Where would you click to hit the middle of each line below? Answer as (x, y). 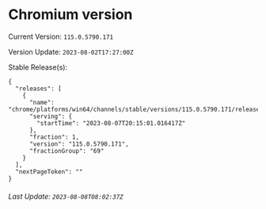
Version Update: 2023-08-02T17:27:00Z (71, 51)
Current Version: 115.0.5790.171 (61, 36)
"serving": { (51, 116)
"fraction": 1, (54, 137)
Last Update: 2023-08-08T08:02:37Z (66, 196)
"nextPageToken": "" (49, 172)
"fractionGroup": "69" (66, 151)
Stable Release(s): (38, 67)
